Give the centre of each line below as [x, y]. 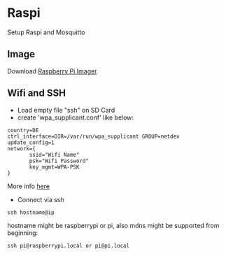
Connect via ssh [41, 199]
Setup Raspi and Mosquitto [46, 32]
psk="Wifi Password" [59, 161]
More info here [29, 186]
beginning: [23, 233]
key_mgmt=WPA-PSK [54, 167]
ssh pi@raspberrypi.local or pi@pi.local [69, 246]
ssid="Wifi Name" [54, 155]
